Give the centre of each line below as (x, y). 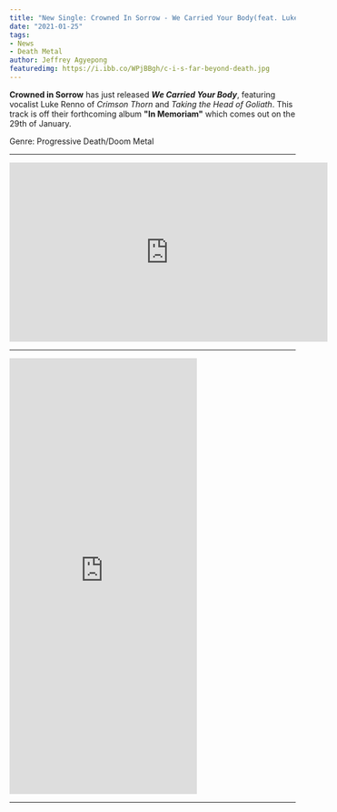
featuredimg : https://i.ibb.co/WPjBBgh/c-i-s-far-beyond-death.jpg (140, 69)
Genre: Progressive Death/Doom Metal (82, 141)
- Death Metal (36, 52)
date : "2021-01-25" (46, 26)
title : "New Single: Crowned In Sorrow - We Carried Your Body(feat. (144, 18)
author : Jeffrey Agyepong (58, 60)
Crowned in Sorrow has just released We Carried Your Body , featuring (143, 94)
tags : (20, 35)
